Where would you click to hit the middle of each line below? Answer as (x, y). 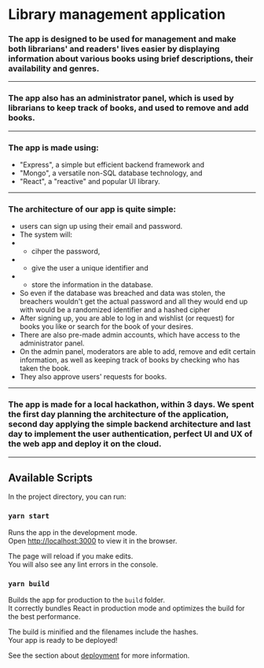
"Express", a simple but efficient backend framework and (112, 165)
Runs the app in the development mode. (73, 532)
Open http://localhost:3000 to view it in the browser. (93, 541)
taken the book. (45, 368)
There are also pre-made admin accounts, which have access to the (130, 335)
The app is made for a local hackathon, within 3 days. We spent (131, 404)
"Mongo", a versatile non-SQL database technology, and (111, 173)
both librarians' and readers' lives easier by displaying (114, 49)
